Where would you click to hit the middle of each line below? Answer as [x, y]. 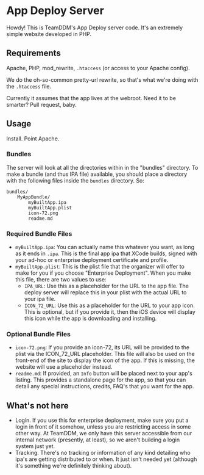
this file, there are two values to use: [61, 280]
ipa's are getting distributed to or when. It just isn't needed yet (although [106, 459]
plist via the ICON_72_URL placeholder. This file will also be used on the [105, 354]
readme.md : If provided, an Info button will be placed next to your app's [104, 374]
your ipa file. [40, 299]
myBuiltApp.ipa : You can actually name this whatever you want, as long [105, 247]
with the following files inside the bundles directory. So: [76, 180]
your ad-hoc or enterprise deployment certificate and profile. [92, 260]
